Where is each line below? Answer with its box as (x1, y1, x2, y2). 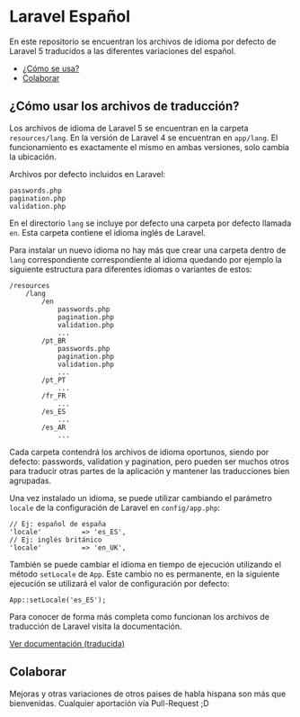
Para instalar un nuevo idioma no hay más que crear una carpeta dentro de (9, 245, 287, 255)
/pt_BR (41, 336, 66, 345)
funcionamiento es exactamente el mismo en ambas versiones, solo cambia (9, 141, 290, 152)
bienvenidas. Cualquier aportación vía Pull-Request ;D (9, 697, 209, 708)
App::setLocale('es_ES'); (9, 596, 106, 605)
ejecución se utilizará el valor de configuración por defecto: (9, 578, 230, 588)
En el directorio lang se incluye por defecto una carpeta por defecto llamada (9, 218, 292, 229)
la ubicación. (9, 151, 57, 162)
